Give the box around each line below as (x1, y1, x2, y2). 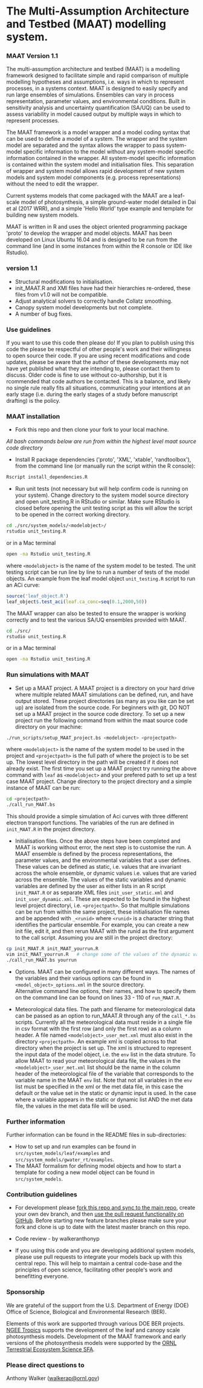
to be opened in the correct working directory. (14, 511, 130, 518)
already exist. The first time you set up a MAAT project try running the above (6, 765, 197, 772)
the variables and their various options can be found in (14, 974, 151, 982)
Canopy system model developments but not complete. (14, 303, 153, 311)
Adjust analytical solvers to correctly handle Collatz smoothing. (14, 297, 173, 305)
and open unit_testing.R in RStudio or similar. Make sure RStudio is (14, 498, 180, 505)
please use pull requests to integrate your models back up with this (14, 1253, 182, 1261)
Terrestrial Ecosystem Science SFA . (6, 1346, 95, 1353)
